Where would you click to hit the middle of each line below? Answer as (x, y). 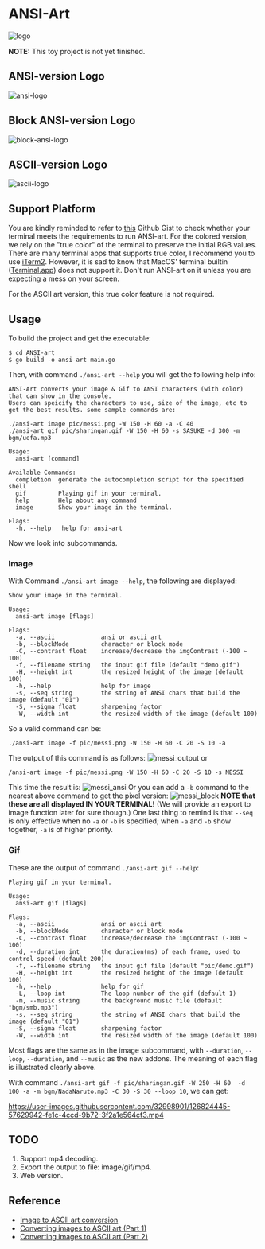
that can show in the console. (60, 396)
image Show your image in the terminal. (94, 508)
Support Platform (52, 209)
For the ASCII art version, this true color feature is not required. (111, 294)
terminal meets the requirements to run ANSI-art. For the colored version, (129, 236)
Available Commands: (43, 473)
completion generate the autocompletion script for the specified (130, 480)
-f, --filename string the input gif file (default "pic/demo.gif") (135, 966)
